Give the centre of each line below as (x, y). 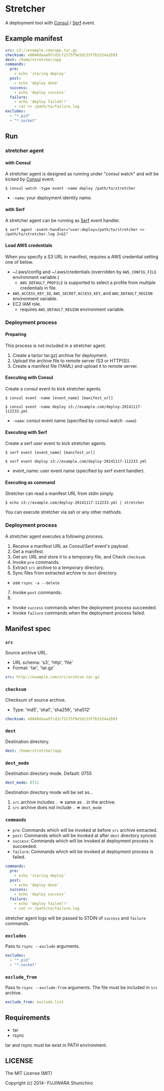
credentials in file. (38, 288)
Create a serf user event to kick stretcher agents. (56, 443)
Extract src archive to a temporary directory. (58, 567)
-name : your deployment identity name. (52, 198)
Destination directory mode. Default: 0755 (48, 773)
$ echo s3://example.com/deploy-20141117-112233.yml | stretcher (75, 503)
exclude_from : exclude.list (35, 1002)
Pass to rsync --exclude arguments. (43, 946)
